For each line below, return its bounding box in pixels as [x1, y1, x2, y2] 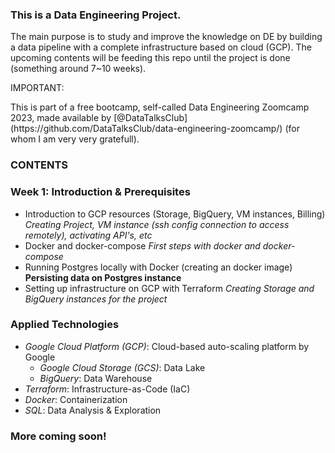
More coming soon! [10, 429, 107, 443]
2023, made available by [10, 112, 112, 124]
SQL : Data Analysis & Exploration [24, 404, 162, 416]
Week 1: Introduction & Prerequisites [10, 185, 191, 199]
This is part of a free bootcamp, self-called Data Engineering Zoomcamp [10, 101, 310, 113]
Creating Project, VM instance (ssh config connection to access [24, 218, 290, 230]
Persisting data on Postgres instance [24, 271, 182, 283]
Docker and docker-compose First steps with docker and [24, 239, 261, 252]
